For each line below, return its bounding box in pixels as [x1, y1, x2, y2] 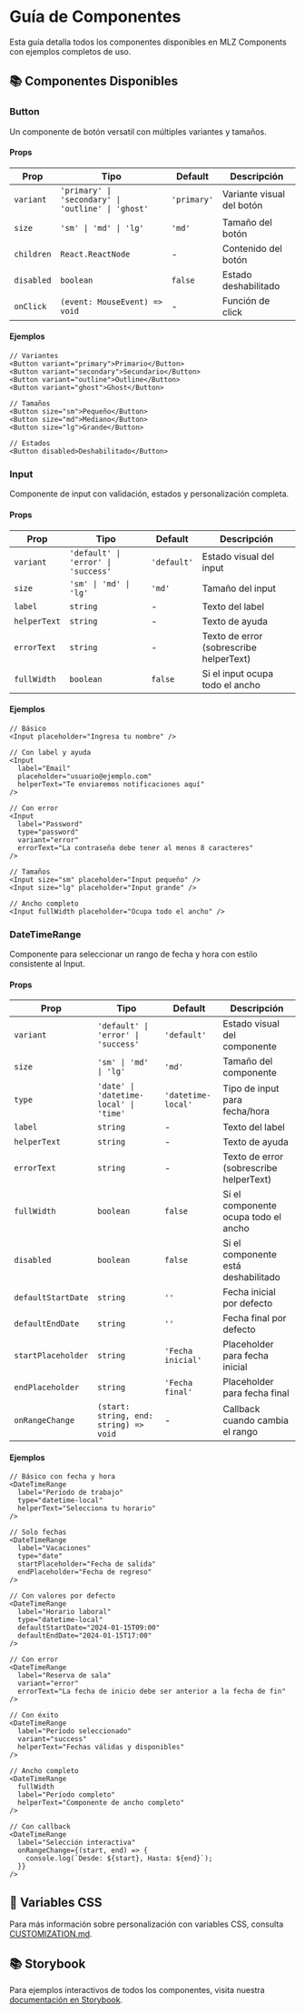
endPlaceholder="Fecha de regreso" [17, 1568, 152, 1577]
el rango [221, 1426, 259, 1438]
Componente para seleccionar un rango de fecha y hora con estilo [9, 948, 258, 960]
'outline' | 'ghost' [60, 203, 149, 214]
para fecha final [221, 1387, 290, 1399]
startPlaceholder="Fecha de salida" [17, 1559, 156, 1569]
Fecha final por [221, 1312, 287, 1325]
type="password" [17, 827, 79, 837]
